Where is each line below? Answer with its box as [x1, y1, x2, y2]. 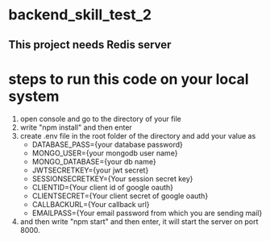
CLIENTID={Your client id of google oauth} [31, 182, 173, 192]
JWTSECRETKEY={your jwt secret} [31, 165, 149, 175]
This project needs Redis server [8, 38, 172, 52]
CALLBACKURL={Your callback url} [31, 199, 150, 209]
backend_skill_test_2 [8, 6, 152, 24]
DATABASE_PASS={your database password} [31, 139, 184, 149]
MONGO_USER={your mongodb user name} [31, 148, 178, 158]
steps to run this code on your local [8, 70, 249, 88]
